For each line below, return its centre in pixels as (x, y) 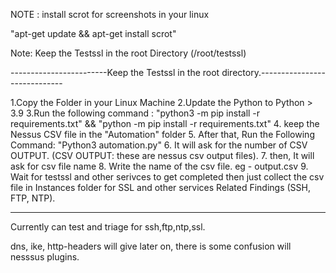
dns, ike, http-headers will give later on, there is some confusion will (151, 246)
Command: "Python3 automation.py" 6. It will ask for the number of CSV (159, 145)
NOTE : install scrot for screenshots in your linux (110, 14)
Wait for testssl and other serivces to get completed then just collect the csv (167, 177)
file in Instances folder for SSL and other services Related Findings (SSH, (161, 187)
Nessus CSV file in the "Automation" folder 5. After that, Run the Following (162, 134)
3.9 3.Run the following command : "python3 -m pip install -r (135, 113)
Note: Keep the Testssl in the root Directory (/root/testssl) (128, 53)
